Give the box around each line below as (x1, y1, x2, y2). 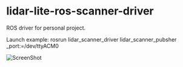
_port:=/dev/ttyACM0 (6, 42, 59, 49)
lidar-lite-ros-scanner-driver (6, 4, 154, 18)
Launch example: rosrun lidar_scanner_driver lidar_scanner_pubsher (6, 36, 177, 43)
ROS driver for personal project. (6, 24, 86, 31)
